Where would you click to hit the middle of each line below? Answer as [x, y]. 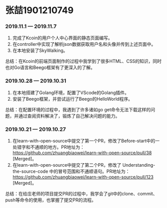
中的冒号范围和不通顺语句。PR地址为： [90, 171]
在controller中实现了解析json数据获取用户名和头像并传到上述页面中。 [84, 44]
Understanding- [139, 165]
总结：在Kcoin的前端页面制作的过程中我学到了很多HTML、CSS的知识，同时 [83, 61]
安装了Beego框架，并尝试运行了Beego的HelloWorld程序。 [72, 99]
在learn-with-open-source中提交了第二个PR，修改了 [67, 165]
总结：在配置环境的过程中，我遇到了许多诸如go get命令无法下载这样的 [78, 109]
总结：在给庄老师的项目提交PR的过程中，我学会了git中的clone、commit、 [81, 194]
